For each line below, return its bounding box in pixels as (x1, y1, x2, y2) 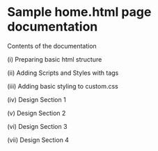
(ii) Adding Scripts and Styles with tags (7, 69, 119, 77)
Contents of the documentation (7, 42, 97, 50)
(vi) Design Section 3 (7, 122, 68, 130)
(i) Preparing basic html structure (7, 55, 102, 63)
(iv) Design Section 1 (7, 95, 66, 104)
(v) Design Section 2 (7, 109, 66, 117)
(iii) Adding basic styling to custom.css (7, 82, 118, 90)
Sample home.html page (7, 4, 152, 20)
